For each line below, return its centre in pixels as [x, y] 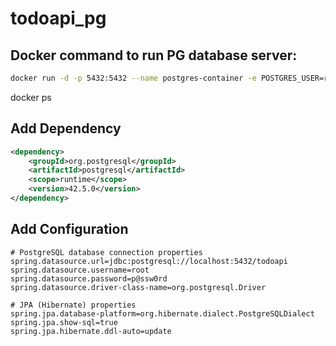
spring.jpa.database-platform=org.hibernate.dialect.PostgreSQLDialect [162, 313]
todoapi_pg [58, 18]
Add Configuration [69, 229]
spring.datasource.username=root [80, 270]
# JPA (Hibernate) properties [73, 305]
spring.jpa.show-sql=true [64, 322]
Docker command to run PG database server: [154, 55]
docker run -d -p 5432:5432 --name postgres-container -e [133, 78]
